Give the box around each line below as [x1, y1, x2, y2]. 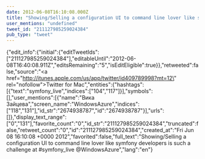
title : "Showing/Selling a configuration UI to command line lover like [6, 15, 195, 21]
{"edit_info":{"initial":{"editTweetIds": [6, 48, 99, 56]
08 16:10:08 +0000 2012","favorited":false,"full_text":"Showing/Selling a [6, 133, 187, 141]
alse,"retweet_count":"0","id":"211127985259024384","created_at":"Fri [6, 127, 184, 134]
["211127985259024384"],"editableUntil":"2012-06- [6, 55, 137, 62]
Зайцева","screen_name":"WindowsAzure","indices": [6, 100, 140, 108]
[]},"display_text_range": [6, 114, 67, 121]
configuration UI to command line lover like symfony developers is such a [6, 139, 191, 147]
